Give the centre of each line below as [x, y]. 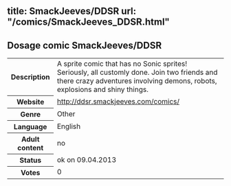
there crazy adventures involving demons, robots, [137, 81]
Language [30, 126]
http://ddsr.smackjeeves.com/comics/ [118, 101]
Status [31, 160]
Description [30, 77]
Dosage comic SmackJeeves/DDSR [85, 45]
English [69, 126]
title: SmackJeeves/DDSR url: [72, 11]
